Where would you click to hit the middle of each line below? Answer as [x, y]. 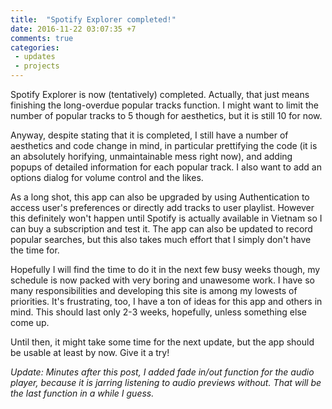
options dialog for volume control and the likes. [107, 177]
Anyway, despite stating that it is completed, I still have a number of [149, 135]
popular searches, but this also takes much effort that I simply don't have [161, 239]
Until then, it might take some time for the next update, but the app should [162, 342]
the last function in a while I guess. [82, 393]
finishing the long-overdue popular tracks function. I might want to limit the [164, 105]
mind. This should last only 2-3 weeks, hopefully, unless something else [158, 312]
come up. [30, 322]
